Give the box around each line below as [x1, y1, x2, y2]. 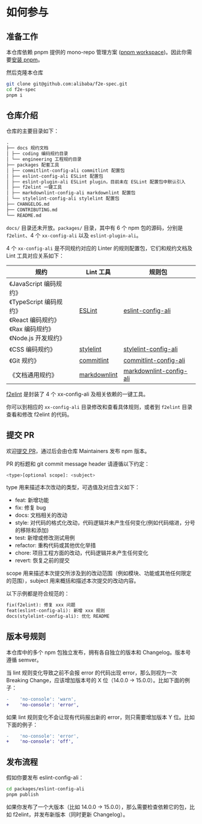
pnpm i [6, 92, 23, 98]
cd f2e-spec [6, 86, 36, 92]
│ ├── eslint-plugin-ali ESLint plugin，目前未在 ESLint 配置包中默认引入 [6, 179, 186, 185]
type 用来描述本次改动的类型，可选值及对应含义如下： [6, 484, 140, 491]
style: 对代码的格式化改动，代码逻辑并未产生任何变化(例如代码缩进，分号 [14, 519, 195, 527]
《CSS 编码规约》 [9, 345, 56, 353]
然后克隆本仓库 [6, 69, 43, 76]
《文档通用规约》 [9, 370, 58, 379]
